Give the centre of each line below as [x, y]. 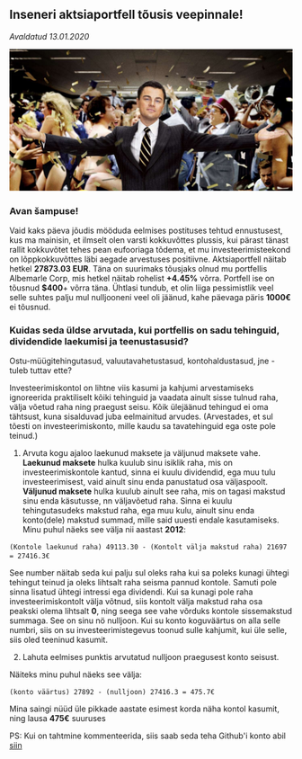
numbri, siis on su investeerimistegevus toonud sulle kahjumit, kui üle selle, [148, 630]
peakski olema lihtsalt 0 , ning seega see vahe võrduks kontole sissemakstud [151, 612]
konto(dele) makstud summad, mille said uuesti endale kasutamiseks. [151, 520]
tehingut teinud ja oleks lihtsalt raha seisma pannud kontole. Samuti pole [143, 583]
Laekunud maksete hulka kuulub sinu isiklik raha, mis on [128, 463]
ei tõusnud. [30, 307]
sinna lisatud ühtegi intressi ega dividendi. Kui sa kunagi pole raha [131, 592]
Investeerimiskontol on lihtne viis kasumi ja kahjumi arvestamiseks [132, 388]
